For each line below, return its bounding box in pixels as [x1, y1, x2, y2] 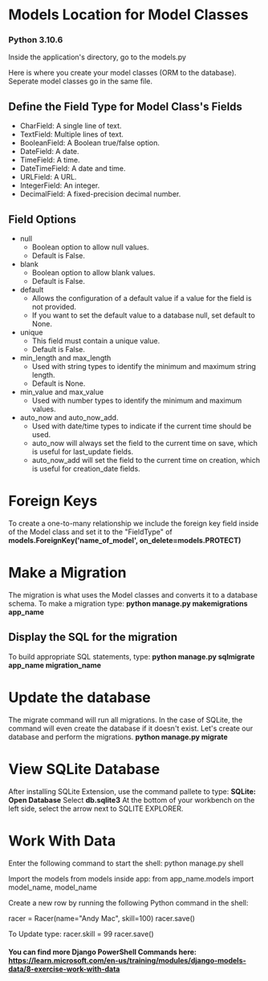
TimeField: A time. [19, 155, 80, 165]
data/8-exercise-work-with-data [8, 964, 120, 974]
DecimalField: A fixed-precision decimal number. [19, 189, 181, 199]
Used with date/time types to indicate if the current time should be [31, 421, 252, 431]
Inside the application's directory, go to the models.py [8, 52, 187, 62]
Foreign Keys [8, 492, 98, 510]
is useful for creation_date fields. [31, 464, 140, 474]
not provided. [31, 302, 77, 312]
